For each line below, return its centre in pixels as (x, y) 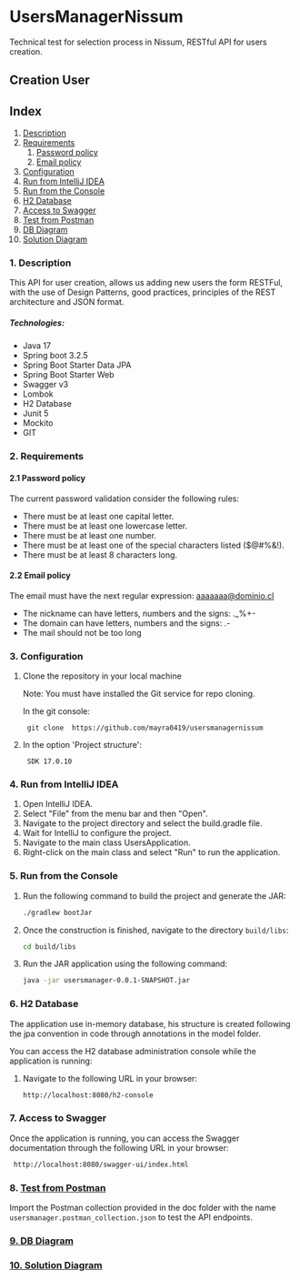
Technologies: (37, 323)
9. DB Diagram (42, 1241)
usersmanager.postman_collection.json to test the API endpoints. (131, 1217)
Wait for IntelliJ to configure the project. (97, 833)
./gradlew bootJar (57, 912)
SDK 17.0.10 (50, 761)
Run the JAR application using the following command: (125, 964)
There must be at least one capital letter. (98, 516)
